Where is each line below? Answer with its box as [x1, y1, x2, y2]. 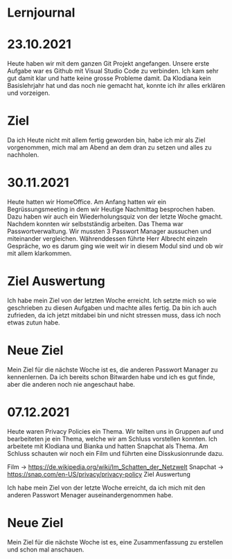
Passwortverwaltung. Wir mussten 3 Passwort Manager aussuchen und [7, 227, 212, 235]
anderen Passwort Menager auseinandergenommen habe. [7, 491, 173, 499]
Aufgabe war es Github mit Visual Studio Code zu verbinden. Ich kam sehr [7, 67, 220, 75]
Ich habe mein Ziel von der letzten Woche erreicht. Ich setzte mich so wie [7, 296, 217, 304]
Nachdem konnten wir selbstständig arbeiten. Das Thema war [7, 220, 184, 228]
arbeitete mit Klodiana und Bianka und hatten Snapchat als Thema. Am [7, 441, 209, 450]
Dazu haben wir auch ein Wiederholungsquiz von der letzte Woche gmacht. [7, 212, 223, 221]
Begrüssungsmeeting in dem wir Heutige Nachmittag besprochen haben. [7, 205, 216, 213]
